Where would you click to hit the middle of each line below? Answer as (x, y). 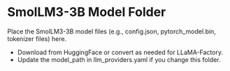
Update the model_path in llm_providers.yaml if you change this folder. (119, 59)
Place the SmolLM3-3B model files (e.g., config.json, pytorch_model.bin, (112, 31)
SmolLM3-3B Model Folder (87, 12)
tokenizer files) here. (37, 38)
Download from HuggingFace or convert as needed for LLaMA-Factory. (120, 52)
